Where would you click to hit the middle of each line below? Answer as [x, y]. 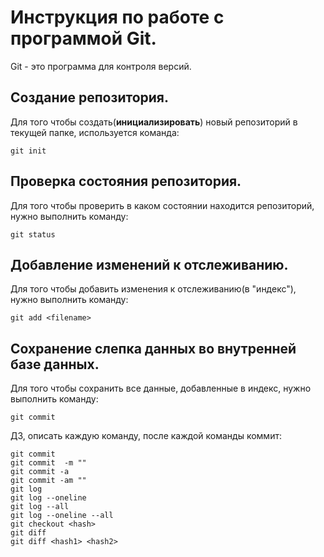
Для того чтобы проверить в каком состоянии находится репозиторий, [162, 205]
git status [33, 234]
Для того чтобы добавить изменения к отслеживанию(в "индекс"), [153, 289]
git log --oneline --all [62, 516]
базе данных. [55, 364]
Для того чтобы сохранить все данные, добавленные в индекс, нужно [161, 388]
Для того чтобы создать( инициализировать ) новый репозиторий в [154, 122]
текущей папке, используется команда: [95, 132]
